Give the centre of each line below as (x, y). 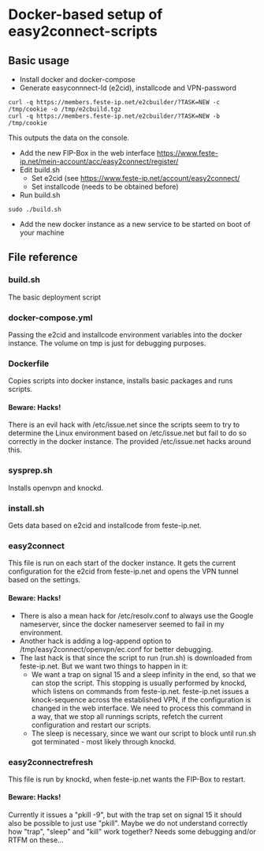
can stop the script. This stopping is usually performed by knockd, (139, 683)
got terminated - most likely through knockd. (104, 741)
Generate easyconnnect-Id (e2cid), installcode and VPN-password (128, 88)
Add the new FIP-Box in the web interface (87, 153)
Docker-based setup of (86, 15)
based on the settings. (45, 580)
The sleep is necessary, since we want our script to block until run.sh (144, 733)
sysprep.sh (30, 470)
